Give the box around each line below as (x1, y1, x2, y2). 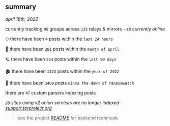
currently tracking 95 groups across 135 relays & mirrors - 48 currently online (5, 26, 165, 32)
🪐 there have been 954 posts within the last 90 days (5, 56, 117, 62)
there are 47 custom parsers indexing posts (5, 89, 96, 96)
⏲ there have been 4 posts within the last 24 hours (5, 36, 114, 42)
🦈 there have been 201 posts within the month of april (5, 46, 120, 52)
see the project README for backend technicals (17, 115, 119, 121)
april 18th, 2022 (5, 16, 38, 22)
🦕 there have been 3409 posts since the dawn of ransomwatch (5, 80, 134, 86)
